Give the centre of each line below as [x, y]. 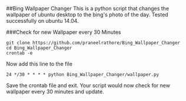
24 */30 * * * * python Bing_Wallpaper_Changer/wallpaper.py [83, 75]
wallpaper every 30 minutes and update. [55, 92]
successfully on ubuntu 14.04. [42, 21]
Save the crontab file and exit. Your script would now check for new [88, 85]
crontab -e [19, 53]
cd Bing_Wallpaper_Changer [39, 48]
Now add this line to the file [39, 64]
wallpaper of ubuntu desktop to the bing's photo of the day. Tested [87, 15]
